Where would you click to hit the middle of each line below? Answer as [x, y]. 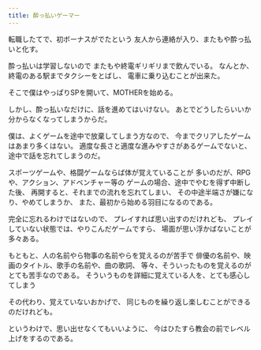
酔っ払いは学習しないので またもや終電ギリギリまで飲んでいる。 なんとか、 [131, 66]
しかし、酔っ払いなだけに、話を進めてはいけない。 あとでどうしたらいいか [130, 109]
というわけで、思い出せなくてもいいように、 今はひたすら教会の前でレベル [129, 328]
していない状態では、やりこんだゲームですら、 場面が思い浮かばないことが [130, 228]
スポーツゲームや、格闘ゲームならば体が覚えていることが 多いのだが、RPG [129, 172]
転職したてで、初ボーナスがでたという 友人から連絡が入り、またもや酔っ [126, 39]
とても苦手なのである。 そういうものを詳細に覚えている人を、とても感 [122, 275]
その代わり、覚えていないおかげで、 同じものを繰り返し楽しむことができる [129, 302]
